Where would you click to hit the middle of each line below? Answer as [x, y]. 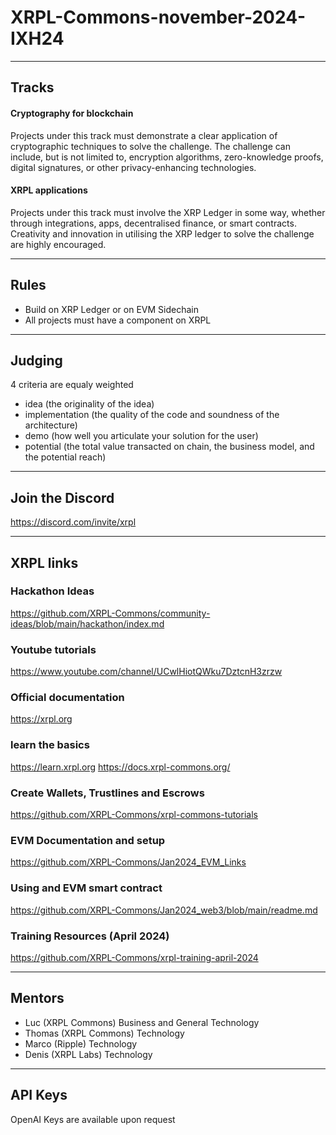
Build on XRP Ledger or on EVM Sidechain [111, 309]
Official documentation [67, 698]
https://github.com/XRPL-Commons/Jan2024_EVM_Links [128, 862]
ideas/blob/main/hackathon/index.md [87, 623]
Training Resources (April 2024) [90, 936]
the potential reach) [65, 457]
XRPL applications [49, 190]
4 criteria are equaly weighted [72, 385]
